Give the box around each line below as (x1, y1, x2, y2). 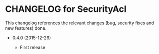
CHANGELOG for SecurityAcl (5, 3, 127, 15)
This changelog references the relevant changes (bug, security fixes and (5, 20, 154, 26)
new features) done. (5, 25, 47, 31)
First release (19, 44, 46, 50)
